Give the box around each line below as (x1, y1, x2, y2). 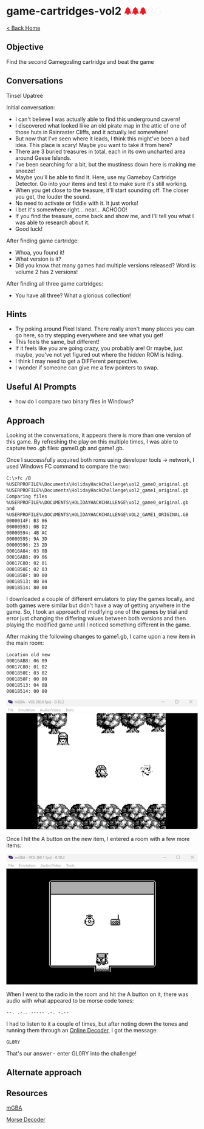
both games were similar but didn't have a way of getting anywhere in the (6, 602, 190, 609)
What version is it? (15, 255, 62, 263)
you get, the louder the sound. (15, 193, 91, 200)
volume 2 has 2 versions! (15, 268, 78, 275)
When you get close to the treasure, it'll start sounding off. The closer (15, 187, 189, 194)
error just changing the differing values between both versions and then (6, 615, 186, 622)
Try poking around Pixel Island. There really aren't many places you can (15, 325, 195, 332)
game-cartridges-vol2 (6, 4, 122, 18)
